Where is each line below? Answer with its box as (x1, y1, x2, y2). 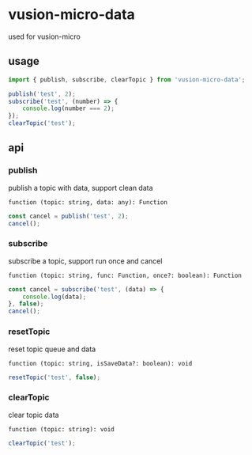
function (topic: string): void (8, 425, 115, 433)
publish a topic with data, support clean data (8, 183, 153, 192)
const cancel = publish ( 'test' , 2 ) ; (8, 212, 129, 220)
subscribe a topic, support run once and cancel (8, 256, 163, 266)
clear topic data (8, 410, 59, 419)
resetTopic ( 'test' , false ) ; (8, 373, 101, 381)
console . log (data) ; (22, 293, 87, 301)
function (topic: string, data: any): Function (8, 198, 168, 207)
